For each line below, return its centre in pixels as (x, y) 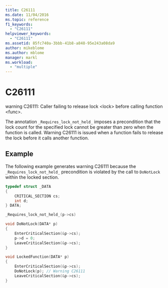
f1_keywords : (19, 24)
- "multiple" (24, 67)
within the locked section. (32, 177)
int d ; (21, 201)
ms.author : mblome (25, 53)
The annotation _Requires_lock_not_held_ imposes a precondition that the (83, 122)
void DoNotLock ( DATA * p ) (32, 224)
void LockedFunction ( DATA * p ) (37, 257)
